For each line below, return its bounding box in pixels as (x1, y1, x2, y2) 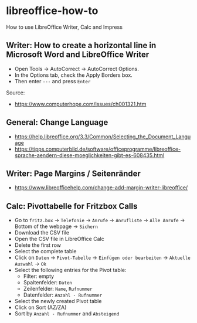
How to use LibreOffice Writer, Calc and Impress (6, 23, 123, 30)
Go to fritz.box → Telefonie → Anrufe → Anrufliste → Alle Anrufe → (14, 217, 185, 224)
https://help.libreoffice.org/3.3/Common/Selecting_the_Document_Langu (14, 133, 191, 140)
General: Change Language (6, 117, 108, 127)
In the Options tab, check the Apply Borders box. (14, 72, 133, 79)
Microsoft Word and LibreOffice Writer (6, 50, 150, 60)
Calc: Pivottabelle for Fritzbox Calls (6, 201, 138, 211)
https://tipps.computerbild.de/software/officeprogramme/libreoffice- (14, 145, 181, 152)
